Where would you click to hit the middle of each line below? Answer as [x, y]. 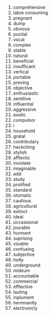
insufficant [24, 66]
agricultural [25, 206]
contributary [26, 142]
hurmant [22, 233]
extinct [20, 211]
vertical [21, 72]
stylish [20, 152]
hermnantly [25, 303]
